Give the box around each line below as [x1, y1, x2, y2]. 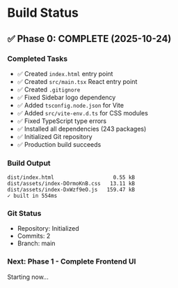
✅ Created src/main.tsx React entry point [17, 77, 138, 85]
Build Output [7, 158, 51, 168]
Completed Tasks [7, 54, 68, 64]
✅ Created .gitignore [17, 85, 81, 94]
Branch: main [17, 239, 56, 247]
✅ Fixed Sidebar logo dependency [17, 93, 116, 101]
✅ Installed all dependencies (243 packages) [17, 124, 147, 133]
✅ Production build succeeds [17, 140, 102, 148]
